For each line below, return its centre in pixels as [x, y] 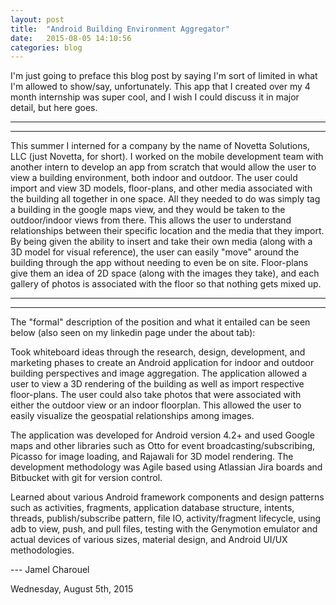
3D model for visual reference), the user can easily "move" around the [155, 252]
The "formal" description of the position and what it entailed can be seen [160, 322]
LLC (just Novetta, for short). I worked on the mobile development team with [167, 157]
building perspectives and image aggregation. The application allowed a [158, 373]
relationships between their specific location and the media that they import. [167, 231]
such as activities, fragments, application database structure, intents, [152, 508]
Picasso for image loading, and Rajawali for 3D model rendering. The [152, 457]
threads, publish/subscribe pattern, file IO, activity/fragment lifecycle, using [166, 518]
